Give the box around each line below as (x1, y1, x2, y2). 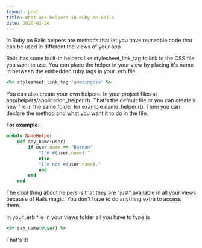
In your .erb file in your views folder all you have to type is (6, 214, 150, 221)
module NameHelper (6, 133, 52, 139)
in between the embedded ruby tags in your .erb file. (6, 68, 137, 75)
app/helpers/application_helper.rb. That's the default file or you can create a (6, 97, 196, 104)
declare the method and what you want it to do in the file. (6, 109, 148, 117)
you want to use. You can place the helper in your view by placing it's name (6, 61, 194, 68)
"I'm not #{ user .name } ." (38, 161, 101, 167)
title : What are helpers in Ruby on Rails (6, 15, 115, 21)
